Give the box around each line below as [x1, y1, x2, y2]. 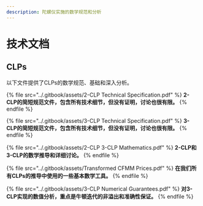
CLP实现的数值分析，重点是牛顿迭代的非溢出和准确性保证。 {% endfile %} [6, 193, 194, 200]
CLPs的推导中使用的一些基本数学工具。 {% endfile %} [11, 172, 148, 179]
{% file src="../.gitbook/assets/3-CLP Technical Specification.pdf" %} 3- [6, 117, 190, 124]
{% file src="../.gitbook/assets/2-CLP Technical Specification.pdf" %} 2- [6, 91, 190, 98]
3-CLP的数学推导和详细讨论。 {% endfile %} [6, 151, 120, 159]
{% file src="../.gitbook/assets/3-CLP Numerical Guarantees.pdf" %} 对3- [6, 185, 193, 193]
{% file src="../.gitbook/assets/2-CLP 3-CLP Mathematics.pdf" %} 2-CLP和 [6, 144, 197, 151]
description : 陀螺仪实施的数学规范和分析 [6, 9, 102, 15]
